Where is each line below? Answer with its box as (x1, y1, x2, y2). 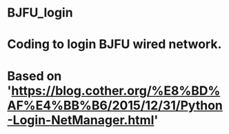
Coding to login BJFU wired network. (7, 37, 222, 52)
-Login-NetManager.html (7, 112, 155, 128)
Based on (7, 68, 62, 84)
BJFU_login (7, 5, 74, 21)
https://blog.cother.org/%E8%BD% (11, 83, 221, 98)
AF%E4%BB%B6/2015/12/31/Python (7, 97, 223, 113)
